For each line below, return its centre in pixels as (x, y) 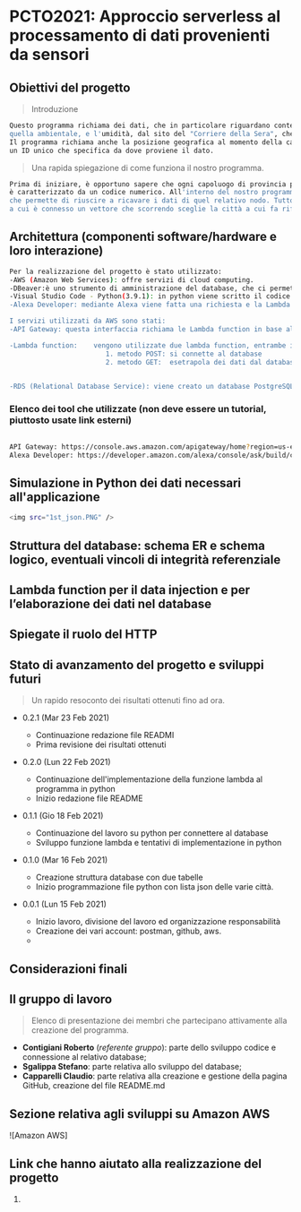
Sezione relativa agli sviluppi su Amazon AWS (140, 1114)
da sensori (49, 55)
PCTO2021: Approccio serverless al (145, 17)
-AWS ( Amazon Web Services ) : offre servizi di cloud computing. (132, 279)
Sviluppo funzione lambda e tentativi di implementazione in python (159, 843)
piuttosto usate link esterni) (71, 420)
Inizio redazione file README (89, 798)
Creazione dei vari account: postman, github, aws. (129, 931)
